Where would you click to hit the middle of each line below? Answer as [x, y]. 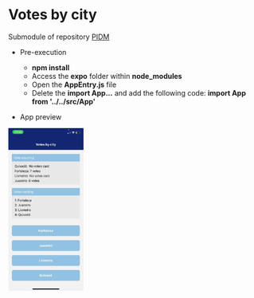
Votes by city [53, 15]
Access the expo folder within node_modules [107, 76]
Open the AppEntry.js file [74, 84]
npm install [51, 67]
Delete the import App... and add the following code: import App [139, 92]
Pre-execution [43, 52]
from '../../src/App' [63, 101]
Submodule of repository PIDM [59, 37]
